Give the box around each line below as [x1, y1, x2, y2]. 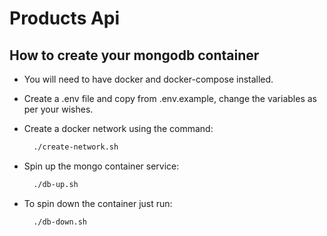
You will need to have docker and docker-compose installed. [23, 73, 274, 85]
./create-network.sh [33, 142, 119, 152]
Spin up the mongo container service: [23, 160, 180, 172]
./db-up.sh [33, 179, 79, 189]
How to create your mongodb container [9, 47, 260, 64]
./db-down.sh [33, 217, 88, 227]
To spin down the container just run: [23, 197, 173, 209]
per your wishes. [23, 103, 94, 115]
